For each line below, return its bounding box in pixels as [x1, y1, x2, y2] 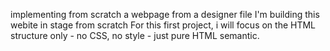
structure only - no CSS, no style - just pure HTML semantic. [10, 30, 260, 41]
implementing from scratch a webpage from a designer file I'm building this [10, 9, 320, 20]
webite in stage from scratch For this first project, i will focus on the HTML [10, 19, 317, 31]
